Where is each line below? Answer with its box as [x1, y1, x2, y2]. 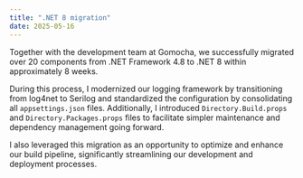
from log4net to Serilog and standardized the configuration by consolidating [9, 92, 293, 104]
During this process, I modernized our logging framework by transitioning [9, 83, 283, 94]
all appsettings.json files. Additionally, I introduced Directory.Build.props [9, 102, 288, 113]
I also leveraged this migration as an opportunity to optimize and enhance [9, 139, 284, 150]
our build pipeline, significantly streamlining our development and [9, 148, 253, 159]
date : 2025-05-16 [9, 22, 75, 31]
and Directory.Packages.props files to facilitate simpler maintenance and [9, 112, 280, 123]
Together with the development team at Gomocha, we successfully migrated [9, 46, 295, 57]
